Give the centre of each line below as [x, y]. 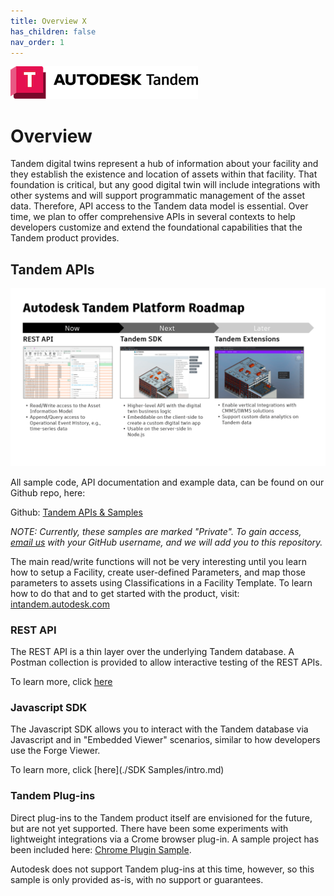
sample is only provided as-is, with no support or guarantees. [137, 879]
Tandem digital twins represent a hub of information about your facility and [164, 164]
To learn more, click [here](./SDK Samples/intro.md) [117, 770]
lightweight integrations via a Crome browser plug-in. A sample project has [165, 839]
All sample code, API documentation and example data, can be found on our [167, 482]
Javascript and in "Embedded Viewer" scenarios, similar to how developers [165, 740]
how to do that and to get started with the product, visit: [125, 593]
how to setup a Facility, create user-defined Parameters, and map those [158, 572]
